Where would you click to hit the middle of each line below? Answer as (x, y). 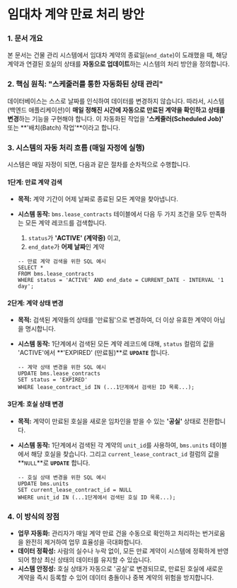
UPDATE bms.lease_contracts (59, 374)
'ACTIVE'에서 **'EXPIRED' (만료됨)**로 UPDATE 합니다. (93, 353)
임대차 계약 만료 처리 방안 (76, 15)
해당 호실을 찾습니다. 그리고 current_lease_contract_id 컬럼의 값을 (125, 453)
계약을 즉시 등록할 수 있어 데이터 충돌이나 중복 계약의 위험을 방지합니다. (116, 577)
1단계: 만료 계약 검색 (35, 182)
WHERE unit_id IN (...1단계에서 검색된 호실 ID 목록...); (97, 497)
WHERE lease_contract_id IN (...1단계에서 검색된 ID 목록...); (106, 388)
